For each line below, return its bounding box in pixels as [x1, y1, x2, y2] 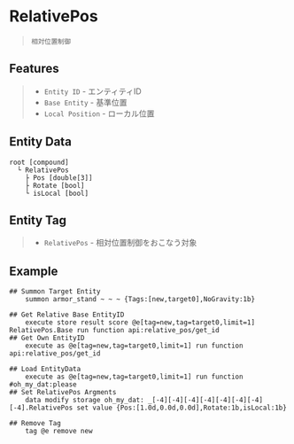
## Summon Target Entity [9, 287, 101, 296]
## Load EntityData [9, 365, 81, 374]
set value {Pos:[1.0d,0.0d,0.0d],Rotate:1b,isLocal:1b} [76, 403, 288, 413]
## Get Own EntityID [9, 334, 86, 343]
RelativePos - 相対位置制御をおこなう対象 [43, 238, 197, 248]
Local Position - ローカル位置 [43, 108, 155, 119]
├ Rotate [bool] [25, 181, 86, 190]
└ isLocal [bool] [25, 189, 89, 198]
